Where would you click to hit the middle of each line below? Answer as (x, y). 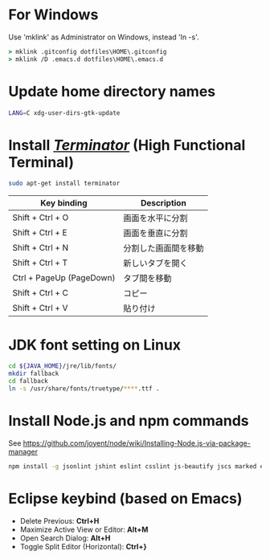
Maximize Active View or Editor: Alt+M (84, 529)
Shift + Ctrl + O (41, 218)
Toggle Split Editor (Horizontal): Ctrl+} (83, 546)
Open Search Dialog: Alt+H (65, 538)
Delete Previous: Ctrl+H (59, 520)
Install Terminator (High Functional (127, 145)
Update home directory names (112, 91)
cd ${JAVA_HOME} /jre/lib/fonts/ (62, 366)
